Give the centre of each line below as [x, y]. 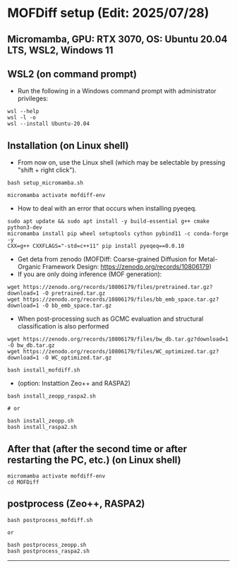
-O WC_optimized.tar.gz [77, 358]
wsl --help [23, 112]
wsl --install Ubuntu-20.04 [49, 124]
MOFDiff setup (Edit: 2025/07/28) [108, 13]
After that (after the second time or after [97, 449]
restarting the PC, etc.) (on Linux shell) [94, 460]
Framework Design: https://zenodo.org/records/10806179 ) [127, 267]
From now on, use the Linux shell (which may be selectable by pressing [121, 162]
